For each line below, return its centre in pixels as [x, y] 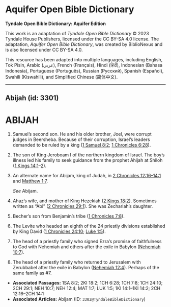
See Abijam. [25, 191]
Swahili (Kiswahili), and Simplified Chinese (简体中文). [62, 77]
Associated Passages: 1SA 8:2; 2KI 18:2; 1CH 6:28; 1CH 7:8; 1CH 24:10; [88, 283]
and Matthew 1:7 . [30, 181]
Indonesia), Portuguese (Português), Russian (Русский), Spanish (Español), [84, 70]
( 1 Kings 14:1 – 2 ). [30, 166]
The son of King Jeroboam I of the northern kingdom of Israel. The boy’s [89, 155]
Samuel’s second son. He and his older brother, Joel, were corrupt [82, 134]
